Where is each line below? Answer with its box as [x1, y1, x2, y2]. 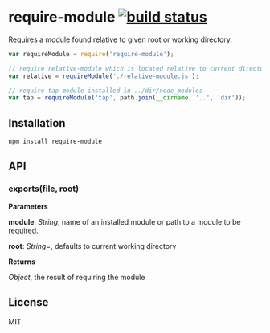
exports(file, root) [8, 183, 80, 194]
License [8, 295, 49, 309]
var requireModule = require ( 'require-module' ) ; [8, 50, 174, 58]
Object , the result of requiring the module [8, 272, 145, 282]
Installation [8, 116, 66, 130]
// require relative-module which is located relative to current [8, 64, 235, 72]
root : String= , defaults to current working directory [8, 241, 177, 250]
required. [8, 225, 39, 235]
